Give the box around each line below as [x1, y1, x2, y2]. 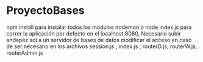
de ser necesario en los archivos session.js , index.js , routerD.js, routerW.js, [6, 43, 198, 50]
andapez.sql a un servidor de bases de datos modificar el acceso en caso [6, 36, 192, 43]
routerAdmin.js [6, 49, 44, 56]
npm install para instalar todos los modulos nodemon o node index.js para [6, 23, 192, 31]
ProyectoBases [6, 4, 85, 17]
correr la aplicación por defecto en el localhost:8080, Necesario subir [6, 29, 181, 37]
